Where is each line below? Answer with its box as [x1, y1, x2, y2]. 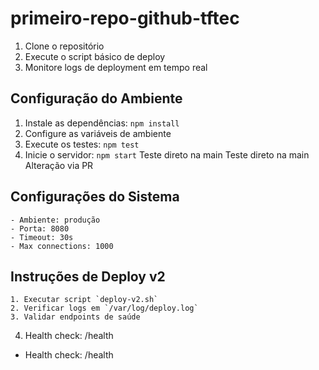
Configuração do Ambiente [10, 90, 183, 107]
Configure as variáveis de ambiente [24, 127, 172, 139]
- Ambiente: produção [10, 215, 101, 225]
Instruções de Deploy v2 [10, 268, 166, 285]
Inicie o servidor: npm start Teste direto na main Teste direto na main [24, 148, 310, 161]
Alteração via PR [24, 159, 94, 171]
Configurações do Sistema [10, 188, 180, 206]
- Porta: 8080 [10, 223, 70, 234]
